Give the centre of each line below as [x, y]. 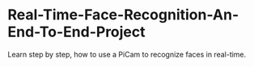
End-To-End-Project [77, 32]
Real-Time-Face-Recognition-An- [123, 15]
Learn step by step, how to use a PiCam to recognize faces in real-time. [127, 54]
